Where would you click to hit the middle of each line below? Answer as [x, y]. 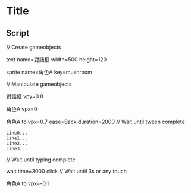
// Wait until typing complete [41, 160]
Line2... [17, 144]
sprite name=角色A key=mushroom [49, 72]
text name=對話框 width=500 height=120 [57, 60]
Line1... [17, 138]
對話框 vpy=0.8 [25, 96]
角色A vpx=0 [22, 109]
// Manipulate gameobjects [39, 84]
